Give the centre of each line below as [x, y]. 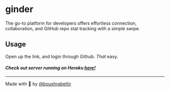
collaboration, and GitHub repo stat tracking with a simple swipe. [73, 28]
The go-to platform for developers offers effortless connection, [71, 23]
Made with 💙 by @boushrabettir [38, 83]
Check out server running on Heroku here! [51, 68]
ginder [19, 9]
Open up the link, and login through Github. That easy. [62, 56]
